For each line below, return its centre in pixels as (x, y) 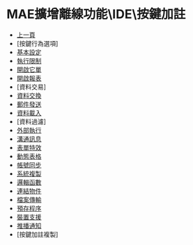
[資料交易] (31, 87)
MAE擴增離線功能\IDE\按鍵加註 (96, 14)
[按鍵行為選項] (37, 43)
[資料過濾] (31, 121)
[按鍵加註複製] (37, 234)
